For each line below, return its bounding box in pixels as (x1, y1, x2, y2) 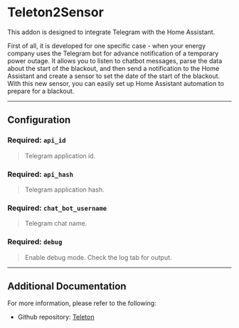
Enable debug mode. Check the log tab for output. (24, 253, 172, 261)
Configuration (7, 114, 71, 126)
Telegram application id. (24, 151, 96, 160)
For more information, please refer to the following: (7, 299, 156, 307)
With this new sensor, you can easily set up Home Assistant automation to (7, 79, 224, 87)
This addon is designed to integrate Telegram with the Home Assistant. (7, 28, 216, 36)
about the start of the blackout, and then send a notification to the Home (7, 64, 220, 72)
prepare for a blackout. (7, 87, 75, 95)
